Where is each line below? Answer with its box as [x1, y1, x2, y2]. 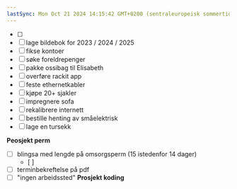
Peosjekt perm [6, 136, 51, 144]
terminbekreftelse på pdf [16, 165, 90, 173]
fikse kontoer [25, 47, 64, 55]
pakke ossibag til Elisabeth [25, 63, 104, 71]
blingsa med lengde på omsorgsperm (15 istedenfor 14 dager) [16, 149, 197, 158]
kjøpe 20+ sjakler [25, 88, 77, 97]
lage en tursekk [25, 122, 71, 131]
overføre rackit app [25, 71, 82, 80]
